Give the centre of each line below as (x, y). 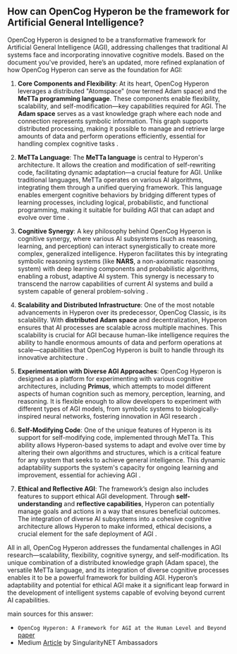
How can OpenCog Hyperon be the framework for (119, 12)
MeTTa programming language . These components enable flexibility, (119, 98)
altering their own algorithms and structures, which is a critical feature (119, 452)
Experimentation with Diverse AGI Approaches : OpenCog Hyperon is (120, 371)
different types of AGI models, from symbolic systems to (99, 409)
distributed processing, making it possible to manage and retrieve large (121, 128)
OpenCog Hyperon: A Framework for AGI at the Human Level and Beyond (122, 628)
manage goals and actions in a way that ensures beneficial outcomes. (119, 511)
